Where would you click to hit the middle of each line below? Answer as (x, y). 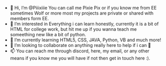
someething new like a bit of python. (48, 35)
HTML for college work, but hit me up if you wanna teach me (73, 29)
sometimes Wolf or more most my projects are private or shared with (81, 13)
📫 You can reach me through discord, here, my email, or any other (80, 51)
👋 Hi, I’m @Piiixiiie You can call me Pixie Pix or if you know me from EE (83, 8)
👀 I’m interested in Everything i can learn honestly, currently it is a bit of (84, 24)
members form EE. (29, 18)
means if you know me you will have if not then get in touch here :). (80, 58)
